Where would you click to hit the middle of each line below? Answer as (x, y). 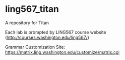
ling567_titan (32, 9)
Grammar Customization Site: (35, 47)
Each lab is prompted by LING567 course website (56, 32)
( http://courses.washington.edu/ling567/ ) (47, 37)
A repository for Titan (27, 23)
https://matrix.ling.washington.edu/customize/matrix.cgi (62, 52)
